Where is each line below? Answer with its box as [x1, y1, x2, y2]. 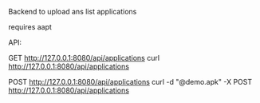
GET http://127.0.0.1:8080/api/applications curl [8, 53, 160, 62]
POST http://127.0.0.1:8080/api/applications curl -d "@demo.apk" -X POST [8, 77, 253, 86]
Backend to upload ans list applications [8, 7, 137, 16]
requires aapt [8, 22, 52, 31]
